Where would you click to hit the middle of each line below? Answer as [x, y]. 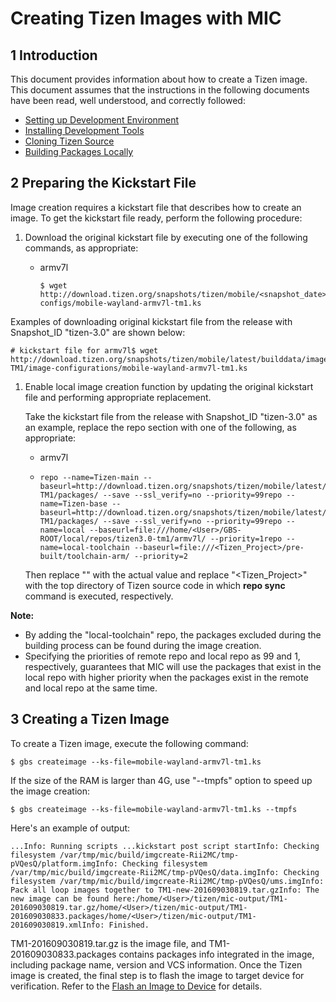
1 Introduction [54, 55]
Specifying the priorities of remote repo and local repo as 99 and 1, [162, 656]
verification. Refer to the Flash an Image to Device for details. [136, 986]
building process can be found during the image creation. [143, 645]
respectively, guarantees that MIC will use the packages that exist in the [173, 666]
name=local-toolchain [84, 547]
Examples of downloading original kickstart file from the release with [151, 321]
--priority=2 [160, 556]
